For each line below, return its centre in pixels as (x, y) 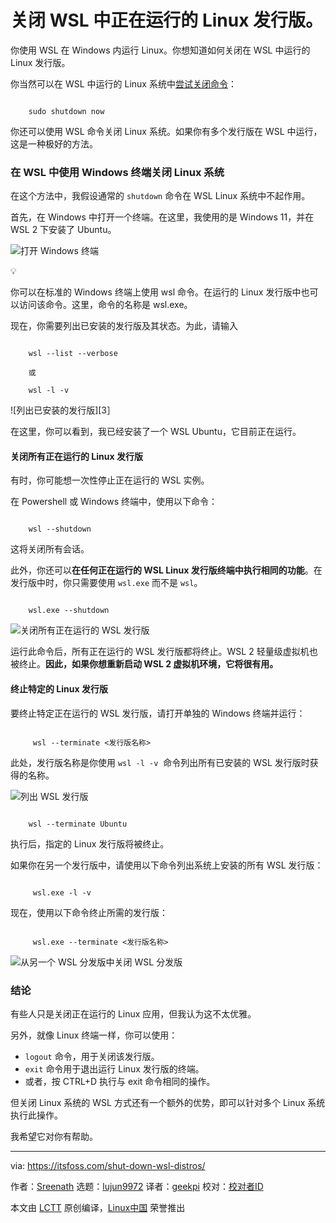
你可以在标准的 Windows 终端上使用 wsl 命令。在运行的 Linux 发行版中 (156, 292)
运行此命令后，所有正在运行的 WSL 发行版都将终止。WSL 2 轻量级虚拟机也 (164, 652)
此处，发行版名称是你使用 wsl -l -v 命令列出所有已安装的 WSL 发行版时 (160, 762)
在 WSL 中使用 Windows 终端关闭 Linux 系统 (117, 172)
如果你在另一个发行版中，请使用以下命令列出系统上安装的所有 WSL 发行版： (167, 865)
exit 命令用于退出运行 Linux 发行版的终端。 (114, 1068)
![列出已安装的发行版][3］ (63, 410)
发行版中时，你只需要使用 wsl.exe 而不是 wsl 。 (106, 583)
